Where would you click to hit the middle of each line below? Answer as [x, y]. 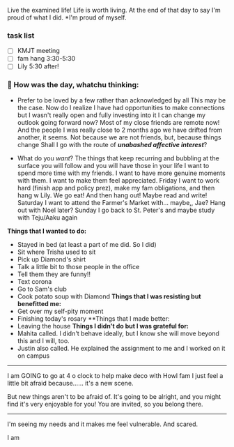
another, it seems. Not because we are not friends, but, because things [119, 137]
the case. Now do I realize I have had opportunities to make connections [121, 107]
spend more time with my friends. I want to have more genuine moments [121, 173]
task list [21, 36]
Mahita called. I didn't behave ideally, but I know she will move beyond [118, 333]
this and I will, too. [43, 340]
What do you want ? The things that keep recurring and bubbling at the [118, 158]
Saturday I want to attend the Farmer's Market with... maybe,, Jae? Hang [122, 202]
